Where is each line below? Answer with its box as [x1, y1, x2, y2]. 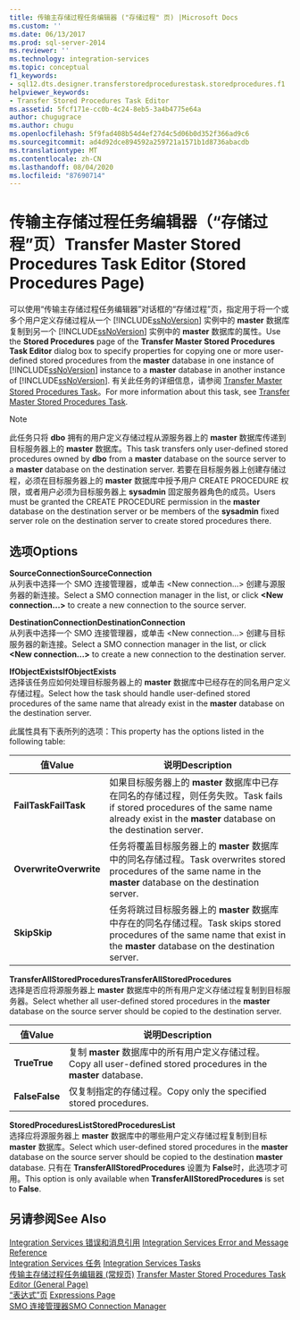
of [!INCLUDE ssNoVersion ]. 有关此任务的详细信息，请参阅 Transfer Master [9, 375, 283, 386]
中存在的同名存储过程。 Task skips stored [109, 917, 281, 929]
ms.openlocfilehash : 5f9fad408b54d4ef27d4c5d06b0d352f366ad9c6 [9, 130, 250, 139]
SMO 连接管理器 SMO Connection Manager [9, 1300, 167, 1311]
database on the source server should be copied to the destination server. [9, 1006, 282, 1016]
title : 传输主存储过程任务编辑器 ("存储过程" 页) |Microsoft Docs [9, 13, 238, 22]
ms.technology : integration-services [9, 55, 150, 63]
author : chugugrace [9, 113, 82, 122]
